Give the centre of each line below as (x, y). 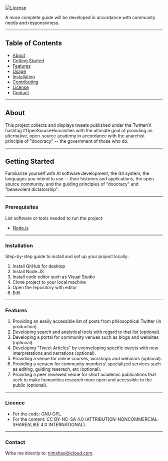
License (20, 87)
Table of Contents (34, 43)
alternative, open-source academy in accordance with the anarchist (75, 136)
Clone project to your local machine (49, 282)
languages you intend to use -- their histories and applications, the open (79, 179)
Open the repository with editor (45, 288)
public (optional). (30, 385)
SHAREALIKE (26, 424)
